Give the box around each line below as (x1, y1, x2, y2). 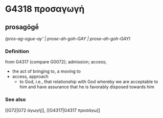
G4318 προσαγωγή (5, 3, 85, 15)
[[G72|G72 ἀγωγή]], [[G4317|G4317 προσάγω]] (5, 107, 100, 113)
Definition (5, 48, 29, 55)
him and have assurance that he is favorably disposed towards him (19, 84, 155, 90)
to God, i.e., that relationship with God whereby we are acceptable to (19, 79, 158, 85)
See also (5, 96, 26, 103)
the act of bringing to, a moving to (12, 68, 81, 74)
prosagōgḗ (5, 23, 39, 31)
